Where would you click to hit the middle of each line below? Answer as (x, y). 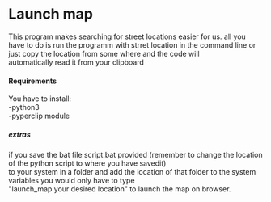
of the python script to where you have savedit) (87, 163)
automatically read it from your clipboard (76, 62)
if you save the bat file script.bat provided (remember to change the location (135, 155)
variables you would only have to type (72, 181)
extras (19, 134)
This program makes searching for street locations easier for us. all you (127, 36)
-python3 (24, 107)
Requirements (33, 81)
